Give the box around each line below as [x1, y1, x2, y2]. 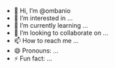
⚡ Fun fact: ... [13, 54, 52, 62]
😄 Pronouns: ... [13, 46, 59, 55]
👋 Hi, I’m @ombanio [13, 7, 71, 15]
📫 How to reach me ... [13, 37, 79, 44]
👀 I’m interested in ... [13, 14, 73, 22]
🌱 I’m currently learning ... [13, 22, 89, 29]
